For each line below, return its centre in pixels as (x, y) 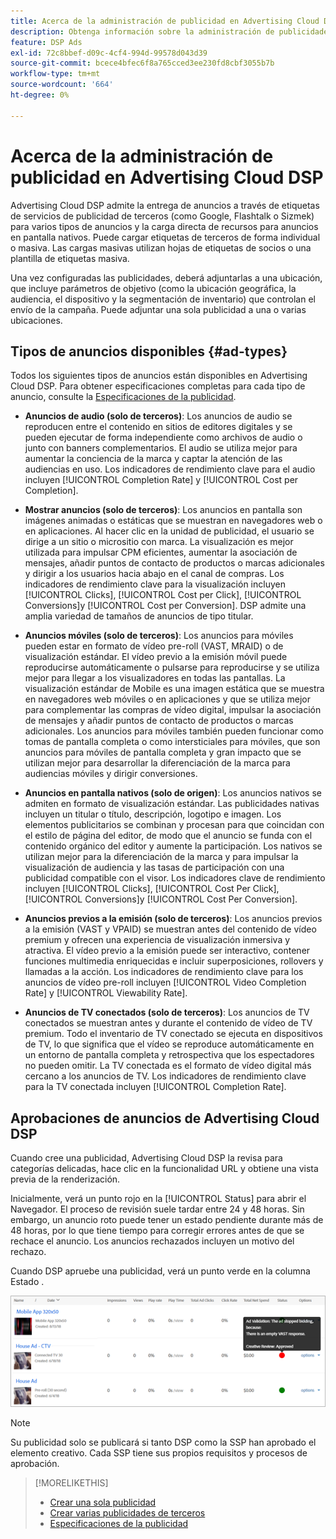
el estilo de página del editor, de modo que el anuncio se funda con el (168, 836)
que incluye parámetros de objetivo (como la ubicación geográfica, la (153, 288)
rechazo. (28, 1252)
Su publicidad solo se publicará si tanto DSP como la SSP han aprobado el (163, 1442)
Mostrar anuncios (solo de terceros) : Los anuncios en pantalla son (163, 510)
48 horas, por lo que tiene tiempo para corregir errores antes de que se (157, 1231)
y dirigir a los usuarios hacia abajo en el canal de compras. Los (154, 574)
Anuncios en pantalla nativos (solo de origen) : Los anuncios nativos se (173, 793)
